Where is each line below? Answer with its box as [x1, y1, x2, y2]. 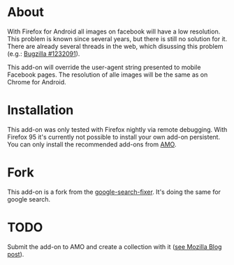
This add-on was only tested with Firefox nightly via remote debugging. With [7, 125, 228, 133]
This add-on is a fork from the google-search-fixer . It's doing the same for [7, 188, 221, 196]
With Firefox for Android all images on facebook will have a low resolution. [7, 27, 221, 36]
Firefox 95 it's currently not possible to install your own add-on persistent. [7, 132, 221, 141]
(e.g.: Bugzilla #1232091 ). [7, 50, 80, 58]
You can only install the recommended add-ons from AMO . [7, 140, 177, 149]
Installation [7, 103, 74, 119]
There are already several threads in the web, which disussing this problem [7, 42, 224, 50]
